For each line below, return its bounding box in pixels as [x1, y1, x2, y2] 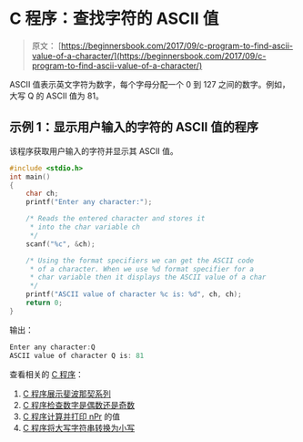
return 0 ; [25, 298, 64, 307]
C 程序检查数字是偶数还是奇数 [22, 399, 135, 410]
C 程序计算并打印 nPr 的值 [22, 411, 121, 422]
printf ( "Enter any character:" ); [25, 198, 153, 207]
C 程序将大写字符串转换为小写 [22, 422, 135, 433]
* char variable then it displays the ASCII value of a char [29, 272, 267, 283]
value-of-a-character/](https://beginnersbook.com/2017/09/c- [31, 50, 267, 61]
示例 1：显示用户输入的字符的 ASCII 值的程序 [9, 119, 259, 135]
